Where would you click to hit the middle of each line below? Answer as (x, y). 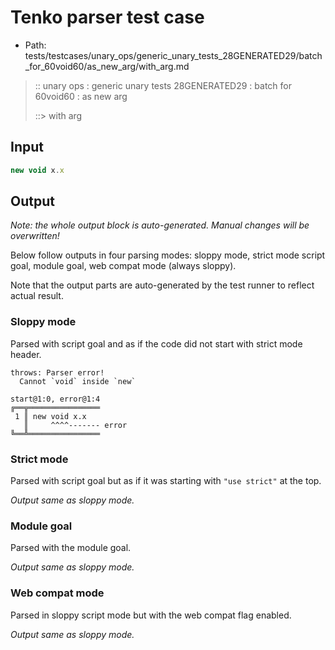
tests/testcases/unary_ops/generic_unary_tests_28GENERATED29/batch (173, 55)
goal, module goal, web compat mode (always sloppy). (123, 266)
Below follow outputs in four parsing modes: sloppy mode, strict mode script (168, 255)
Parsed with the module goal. (71, 548)
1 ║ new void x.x (50, 416)
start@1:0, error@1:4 (55, 399)
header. (26, 354)
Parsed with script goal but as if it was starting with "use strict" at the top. (166, 481)
